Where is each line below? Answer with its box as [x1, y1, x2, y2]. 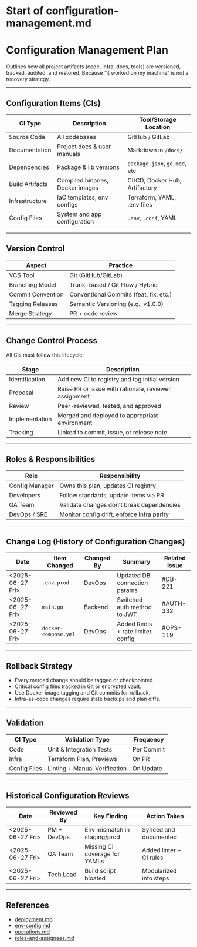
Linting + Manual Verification [47, 764, 127, 772]
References [6, 901, 49, 911]
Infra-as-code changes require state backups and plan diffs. [14, 696, 161, 702]
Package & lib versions [57, 163, 120, 171]
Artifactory [127, 184, 157, 192]
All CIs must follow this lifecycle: [6, 351, 84, 358]
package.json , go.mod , [127, 159, 186, 167]
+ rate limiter [117, 627, 152, 636]
